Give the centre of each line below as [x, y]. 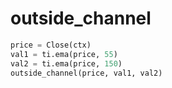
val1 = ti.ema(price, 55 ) [64, 54]
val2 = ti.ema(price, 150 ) [66, 63]
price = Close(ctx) [51, 45]
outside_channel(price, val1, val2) [86, 73]
